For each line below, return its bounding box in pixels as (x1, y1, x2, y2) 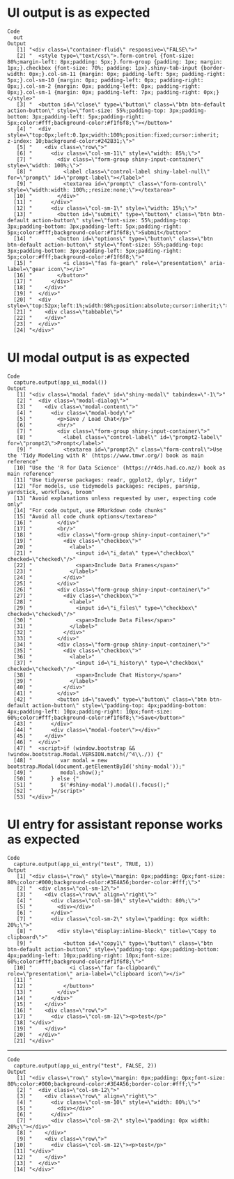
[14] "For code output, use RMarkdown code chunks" (13, 507, 167, 514)
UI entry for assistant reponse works (7, 817, 224, 833)
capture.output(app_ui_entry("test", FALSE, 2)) (13, 1062, 157, 1069)
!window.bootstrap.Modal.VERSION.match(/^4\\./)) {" (7, 750, 164, 757)
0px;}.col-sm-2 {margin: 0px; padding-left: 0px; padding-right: (7, 82, 201, 90)
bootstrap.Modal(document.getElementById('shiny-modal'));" (7, 763, 186, 770)
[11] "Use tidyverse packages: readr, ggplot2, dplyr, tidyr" (13, 476, 198, 484)
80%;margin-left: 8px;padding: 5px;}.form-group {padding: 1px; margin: (7, 58, 223, 65)
